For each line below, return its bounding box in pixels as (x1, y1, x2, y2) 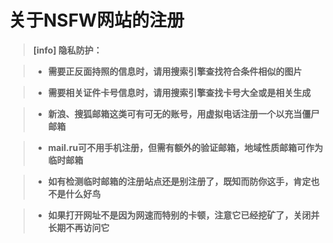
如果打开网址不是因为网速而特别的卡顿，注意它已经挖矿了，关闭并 (47, 209, 320, 221)
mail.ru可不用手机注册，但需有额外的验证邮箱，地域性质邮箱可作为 (47, 141, 324, 153)
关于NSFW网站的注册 (8, 9, 185, 32)
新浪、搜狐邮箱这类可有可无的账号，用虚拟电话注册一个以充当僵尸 (47, 107, 320, 120)
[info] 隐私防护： (32, 44, 103, 56)
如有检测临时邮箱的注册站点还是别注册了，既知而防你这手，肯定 (47, 175, 311, 187)
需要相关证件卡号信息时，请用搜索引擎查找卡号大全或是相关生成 (47, 86, 311, 98)
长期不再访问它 (47, 221, 110, 233)
